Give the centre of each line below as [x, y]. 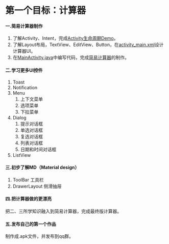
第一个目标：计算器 [46, 11]
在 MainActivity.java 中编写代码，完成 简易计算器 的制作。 [71, 57]
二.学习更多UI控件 [24, 70]
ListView [22, 155]
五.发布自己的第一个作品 [31, 224]
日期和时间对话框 [38, 149]
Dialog [19, 117]
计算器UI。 [24, 51]
